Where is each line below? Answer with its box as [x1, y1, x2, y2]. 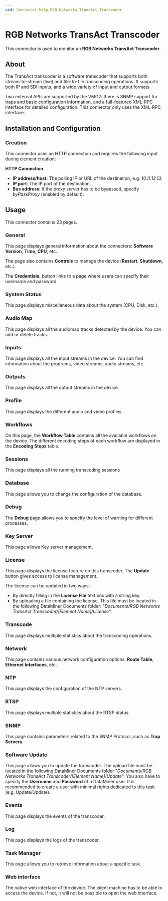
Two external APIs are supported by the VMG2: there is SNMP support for [5, 94, 158, 100]
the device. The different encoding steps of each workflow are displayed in [5, 437, 160, 443]
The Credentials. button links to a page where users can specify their [5, 273, 149, 279]
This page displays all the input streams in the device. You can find [5, 355, 143, 361]
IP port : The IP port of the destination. [12, 181, 91, 187]
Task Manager [5, 849, 41, 856]
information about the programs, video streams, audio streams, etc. [5, 361, 144, 367]
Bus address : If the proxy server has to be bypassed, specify [12, 186, 139, 192]
